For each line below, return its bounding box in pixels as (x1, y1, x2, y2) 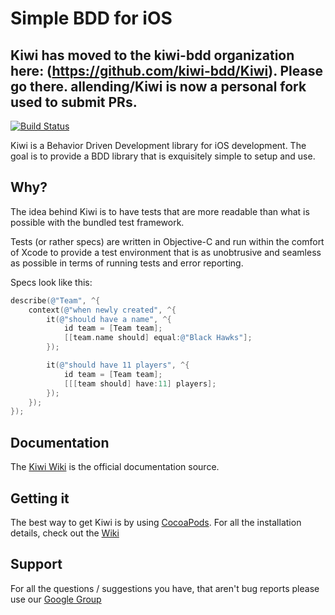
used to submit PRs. (10, 93, 138, 111)
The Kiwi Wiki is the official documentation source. (10, 461, 220, 473)
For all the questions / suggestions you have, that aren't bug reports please (10, 582, 320, 594)
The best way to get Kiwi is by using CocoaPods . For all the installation (10, 516, 302, 528)
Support (10, 556, 63, 573)
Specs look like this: (10, 276, 93, 288)
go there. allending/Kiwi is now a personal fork (10, 78, 307, 95)
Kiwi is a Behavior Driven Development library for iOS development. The (10, 140, 307, 151)
